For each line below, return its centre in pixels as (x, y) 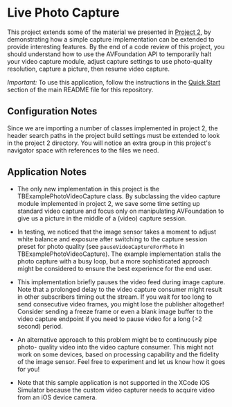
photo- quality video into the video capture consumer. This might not (115, 347)
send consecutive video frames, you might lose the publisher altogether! (121, 304)
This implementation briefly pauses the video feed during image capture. (121, 282)
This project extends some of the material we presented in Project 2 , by (109, 32)
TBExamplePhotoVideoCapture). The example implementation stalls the (119, 254)
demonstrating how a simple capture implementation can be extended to (111, 39)
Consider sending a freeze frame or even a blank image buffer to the (115, 311)
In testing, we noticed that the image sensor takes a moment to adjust (117, 232)
